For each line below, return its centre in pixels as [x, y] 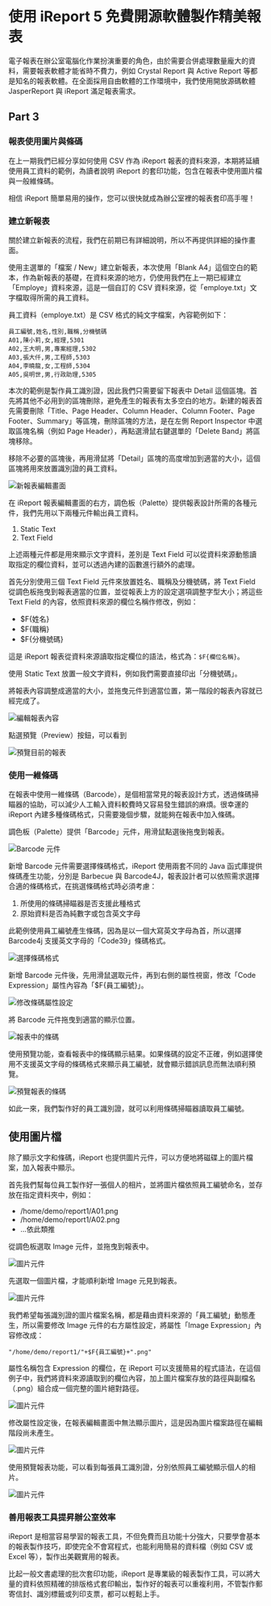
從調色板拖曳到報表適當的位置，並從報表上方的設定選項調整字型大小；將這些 [135, 592]
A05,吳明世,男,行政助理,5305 [52, 374]
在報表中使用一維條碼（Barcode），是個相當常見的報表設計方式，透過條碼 [130, 795]
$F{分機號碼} [42, 639]
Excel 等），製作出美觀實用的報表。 [66, 1557]
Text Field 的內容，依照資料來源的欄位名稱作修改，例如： [103, 601]
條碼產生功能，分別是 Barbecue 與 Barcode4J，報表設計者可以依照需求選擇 [134, 876]
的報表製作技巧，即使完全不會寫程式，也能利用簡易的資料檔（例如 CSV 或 [131, 1547]
